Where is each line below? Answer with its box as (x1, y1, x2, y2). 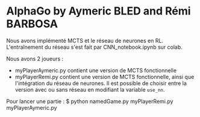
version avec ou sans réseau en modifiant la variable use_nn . (14, 86, 165, 93)
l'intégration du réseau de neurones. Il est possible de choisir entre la (14, 80, 187, 87)
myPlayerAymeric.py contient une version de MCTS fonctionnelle (14, 66, 177, 74)
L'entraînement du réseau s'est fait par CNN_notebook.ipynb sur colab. (6, 43, 183, 51)
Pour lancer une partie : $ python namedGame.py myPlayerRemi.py (6, 98, 173, 105)
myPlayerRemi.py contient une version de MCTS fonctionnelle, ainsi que (14, 73, 195, 80)
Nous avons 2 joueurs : (6, 55, 64, 62)
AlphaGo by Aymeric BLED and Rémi (6, 4, 191, 18)
